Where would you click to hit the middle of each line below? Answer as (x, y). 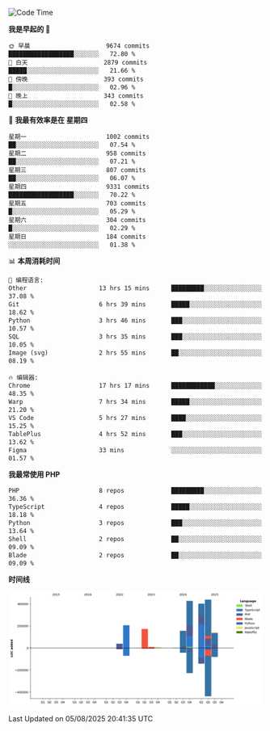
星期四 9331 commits (79, 187)
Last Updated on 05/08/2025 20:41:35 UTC (81, 718)
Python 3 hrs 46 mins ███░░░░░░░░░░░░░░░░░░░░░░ (135, 321)
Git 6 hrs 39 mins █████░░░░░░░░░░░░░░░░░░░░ (135, 305)
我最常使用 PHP (34, 474)
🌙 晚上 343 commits (76, 96)
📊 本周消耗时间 (34, 261)
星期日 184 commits (77, 237)
